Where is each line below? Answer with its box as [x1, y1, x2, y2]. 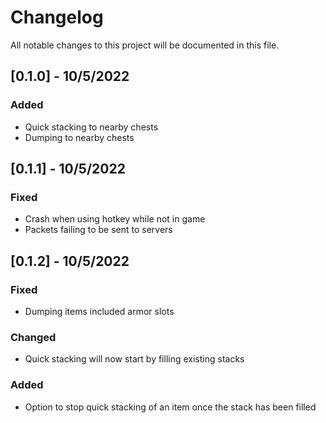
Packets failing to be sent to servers [24, 224, 173, 236]
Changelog [10, 6, 104, 29]
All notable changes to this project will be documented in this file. [10, 39, 280, 51]
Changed [10, 330, 57, 344]
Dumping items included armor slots [24, 306, 175, 317]
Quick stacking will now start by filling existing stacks [24, 353, 245, 365]
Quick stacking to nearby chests [24, 121, 159, 133]
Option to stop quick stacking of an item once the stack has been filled [24, 401, 317, 413]
